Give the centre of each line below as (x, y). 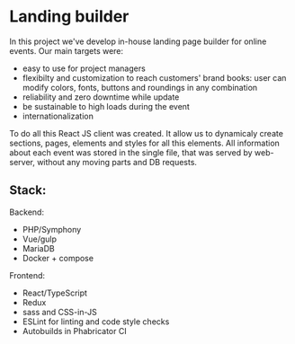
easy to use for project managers (84, 68)
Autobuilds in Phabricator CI (75, 331)
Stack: (28, 190)
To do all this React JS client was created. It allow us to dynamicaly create (146, 133)
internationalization (58, 116)
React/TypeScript (55, 293)
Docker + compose (58, 258)
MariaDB (39, 248)
